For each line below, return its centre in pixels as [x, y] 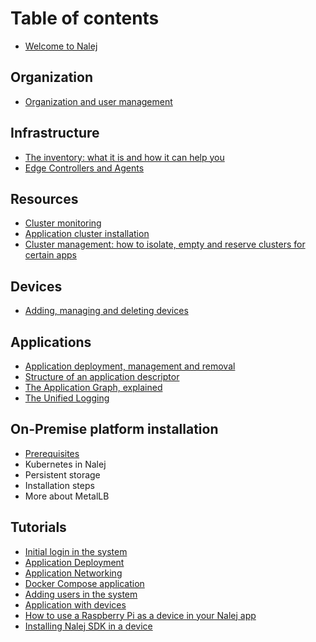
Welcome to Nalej [61, 46]
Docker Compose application [84, 583]
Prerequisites [52, 453]
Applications [51, 342]
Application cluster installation [87, 234]
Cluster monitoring [63, 223]
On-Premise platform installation [114, 429]
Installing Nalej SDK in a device [88, 626]
